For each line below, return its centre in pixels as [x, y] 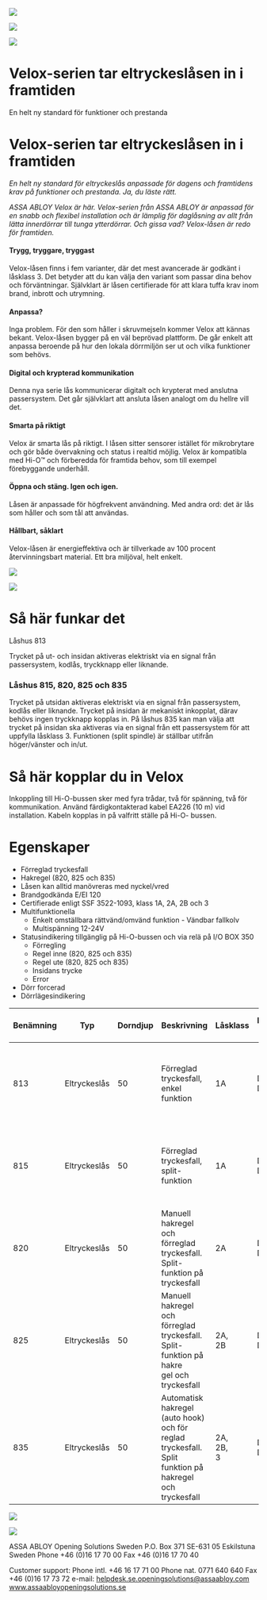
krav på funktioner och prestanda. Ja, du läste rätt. [93, 191]
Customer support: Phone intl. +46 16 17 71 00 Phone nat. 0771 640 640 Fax [133, 1571]
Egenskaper [50, 847]
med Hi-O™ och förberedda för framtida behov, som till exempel [113, 460]
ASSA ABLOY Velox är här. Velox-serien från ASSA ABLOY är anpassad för [132, 207]
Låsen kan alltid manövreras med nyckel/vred [95, 887]
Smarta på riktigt [37, 425]
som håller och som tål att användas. [69, 513]
